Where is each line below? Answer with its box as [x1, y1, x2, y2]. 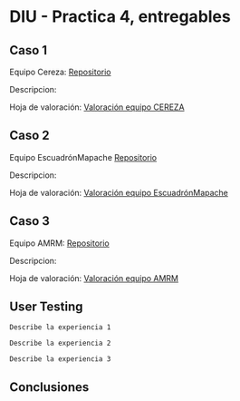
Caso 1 [9, 43, 48, 58]
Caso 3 [9, 213, 50, 229]
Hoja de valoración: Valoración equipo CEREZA [9, 102, 185, 112]
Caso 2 [9, 128, 50, 143]
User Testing [9, 299, 83, 315]
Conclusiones [9, 379, 90, 395]
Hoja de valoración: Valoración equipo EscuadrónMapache [9, 187, 229, 198]
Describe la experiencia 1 [9, 323, 111, 332]
